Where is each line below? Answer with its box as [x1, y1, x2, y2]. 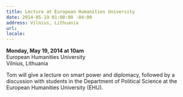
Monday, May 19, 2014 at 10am [6, 47, 84, 54]
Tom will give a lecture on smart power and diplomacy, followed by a [6, 71, 175, 79]
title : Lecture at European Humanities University [6, 8, 135, 15]
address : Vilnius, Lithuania [6, 20, 79, 26]
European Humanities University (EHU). [6, 84, 103, 91]
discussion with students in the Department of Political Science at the [6, 78, 178, 85]
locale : [6, 31, 26, 37]
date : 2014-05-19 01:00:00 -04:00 [6, 14, 93, 20]
